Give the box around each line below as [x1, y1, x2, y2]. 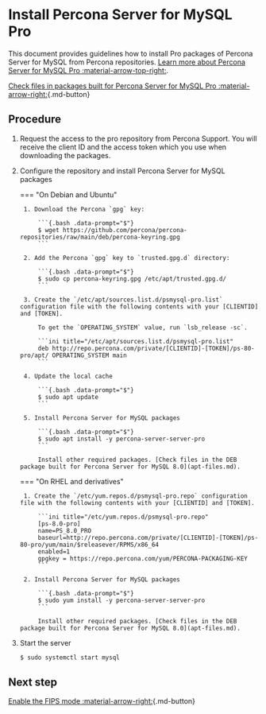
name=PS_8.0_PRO [37, 526, 91, 534]
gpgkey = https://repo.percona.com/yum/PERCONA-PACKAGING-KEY [37, 554, 248, 562]
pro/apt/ [19, 351, 49, 359]
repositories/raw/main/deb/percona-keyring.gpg [19, 233, 180, 241]
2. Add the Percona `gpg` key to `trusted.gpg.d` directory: [23, 254, 230, 262]
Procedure [8, 113, 62, 126]
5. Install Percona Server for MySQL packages [23, 413, 180, 422]
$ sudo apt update [37, 393, 99, 401]
